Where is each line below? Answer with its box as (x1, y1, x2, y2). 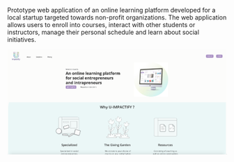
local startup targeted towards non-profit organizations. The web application (7, 13, 227, 22)
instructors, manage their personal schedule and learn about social (7, 28, 200, 36)
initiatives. (7, 35, 37, 44)
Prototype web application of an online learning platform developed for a (7, 6, 216, 14)
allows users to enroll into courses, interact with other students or (7, 21, 196, 29)
